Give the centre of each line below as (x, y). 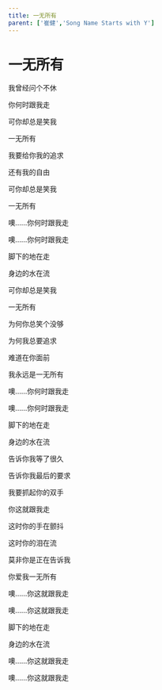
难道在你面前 (29, 358)
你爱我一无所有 (32, 577)
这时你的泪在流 (32, 543)
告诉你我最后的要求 (40, 476)
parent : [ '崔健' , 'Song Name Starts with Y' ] (81, 23)
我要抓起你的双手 (36, 493)
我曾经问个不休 (32, 88)
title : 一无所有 (32, 15)
